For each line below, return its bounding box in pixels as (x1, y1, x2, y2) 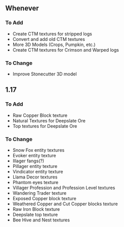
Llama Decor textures (12, 174, 58, 180)
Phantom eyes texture (12, 179, 59, 185)
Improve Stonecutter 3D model (12, 71, 77, 77)
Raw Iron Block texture (12, 206, 60, 212)
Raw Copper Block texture (12, 112, 67, 118)
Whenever (5, 4, 39, 13)
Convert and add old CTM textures (12, 36, 85, 42)
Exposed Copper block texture (12, 195, 77, 201)
